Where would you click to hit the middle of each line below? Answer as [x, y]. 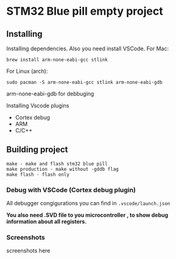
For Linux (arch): [27, 71]
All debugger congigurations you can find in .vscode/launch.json [88, 203]
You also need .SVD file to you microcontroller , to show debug [87, 215]
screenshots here [28, 251]
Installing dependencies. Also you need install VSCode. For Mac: [88, 48]
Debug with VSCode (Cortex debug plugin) [71, 190]
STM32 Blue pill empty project [85, 11]
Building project [37, 150]
